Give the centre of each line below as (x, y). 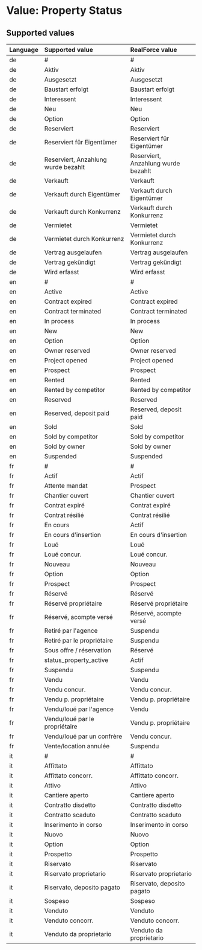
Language (24, 50)
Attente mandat (66, 486)
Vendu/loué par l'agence (79, 709)
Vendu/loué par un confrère (83, 736)
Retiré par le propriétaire (78, 640)
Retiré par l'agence (71, 631)
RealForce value (154, 50)
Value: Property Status (64, 11)
